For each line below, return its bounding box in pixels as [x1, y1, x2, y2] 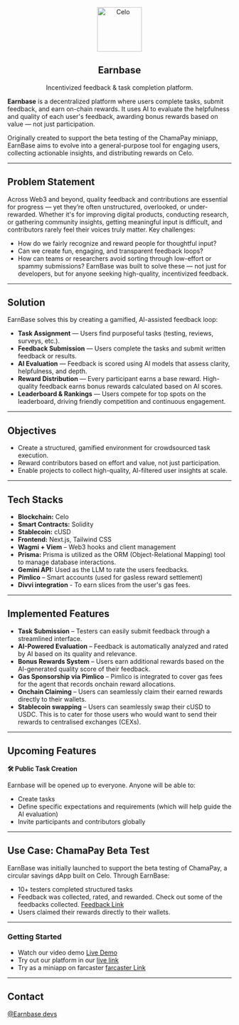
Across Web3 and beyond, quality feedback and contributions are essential [7, 194, 228, 203]
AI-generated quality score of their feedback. [17, 665, 151, 673]
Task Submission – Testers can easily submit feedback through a [17, 627, 211, 635]
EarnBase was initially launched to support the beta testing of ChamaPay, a [7, 863, 228, 872]
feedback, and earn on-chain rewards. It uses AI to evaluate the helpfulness [7, 104, 230, 113]
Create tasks [17, 794, 55, 803]
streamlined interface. [17, 634, 83, 642]
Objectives [7, 425, 57, 437]
